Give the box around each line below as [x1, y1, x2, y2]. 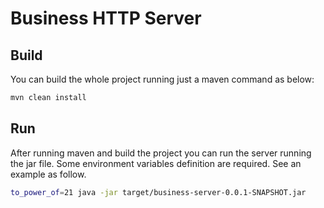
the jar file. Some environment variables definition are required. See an [10, 157, 302, 169]
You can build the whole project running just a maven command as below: [10, 73, 315, 85]
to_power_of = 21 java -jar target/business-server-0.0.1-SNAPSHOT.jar [10, 187, 307, 197]
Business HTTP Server [10, 7, 202, 30]
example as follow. [10, 168, 87, 180]
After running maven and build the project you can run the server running [10, 147, 312, 159]
